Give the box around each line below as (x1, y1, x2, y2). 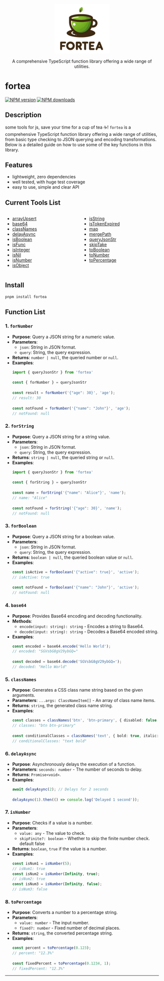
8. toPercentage (5, 898, 42, 905)
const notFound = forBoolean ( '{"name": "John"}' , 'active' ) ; (12, 585, 140, 590)
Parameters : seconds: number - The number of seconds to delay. (12, 766, 143, 772)
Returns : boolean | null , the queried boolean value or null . (12, 554, 133, 560)
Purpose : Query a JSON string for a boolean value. (12, 533, 115, 539)
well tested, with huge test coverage (12, 179, 85, 185)
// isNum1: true (12, 866, 45, 871)
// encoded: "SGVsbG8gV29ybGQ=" (12, 649, 78, 654)
